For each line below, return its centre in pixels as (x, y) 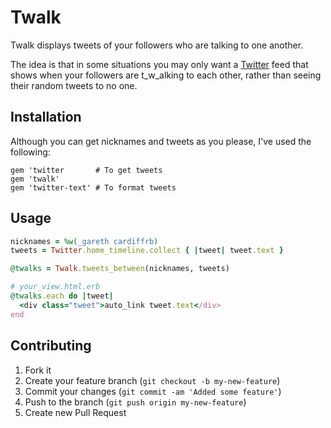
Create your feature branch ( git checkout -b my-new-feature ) (152, 380)
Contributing (51, 346)
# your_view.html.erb (55, 287)
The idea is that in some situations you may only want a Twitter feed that (159, 64)
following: (30, 152)
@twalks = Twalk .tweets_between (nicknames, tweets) (120, 269)
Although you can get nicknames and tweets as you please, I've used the (161, 141)
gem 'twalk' (35, 179)
